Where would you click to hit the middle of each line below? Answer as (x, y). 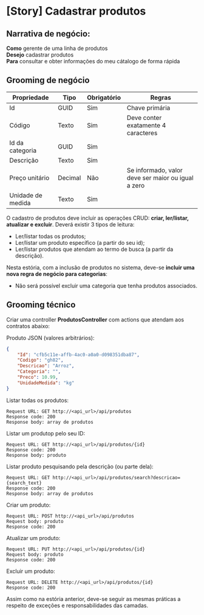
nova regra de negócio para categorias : (57, 274)
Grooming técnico (41, 305)
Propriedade (30, 97)
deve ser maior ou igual (160, 178)
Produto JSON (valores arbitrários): (50, 338)
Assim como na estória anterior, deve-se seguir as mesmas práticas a (93, 599)
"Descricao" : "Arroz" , (46, 366)
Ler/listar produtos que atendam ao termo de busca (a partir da (94, 249)
